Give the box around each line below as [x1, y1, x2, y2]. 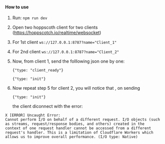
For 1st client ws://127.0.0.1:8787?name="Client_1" [12, 39, 117, 45]
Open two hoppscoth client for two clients [12, 25, 98, 31]
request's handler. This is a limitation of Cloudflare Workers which [5, 130, 154, 135]
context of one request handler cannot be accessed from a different [5, 126, 152, 131]
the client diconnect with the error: [12, 104, 83, 109]
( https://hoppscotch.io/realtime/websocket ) [12, 30, 101, 36]
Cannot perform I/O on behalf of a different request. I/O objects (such [5, 117, 161, 122]
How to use [5, 4, 29, 10]
